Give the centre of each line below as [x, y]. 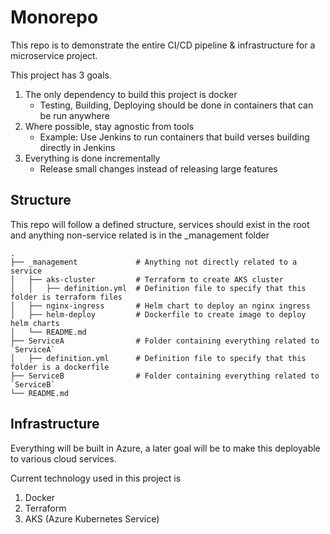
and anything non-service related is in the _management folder [140, 235]
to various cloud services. [63, 458]
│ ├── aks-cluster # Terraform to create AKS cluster [147, 279]
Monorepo [54, 17]
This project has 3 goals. [61, 75]
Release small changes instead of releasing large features [158, 168]
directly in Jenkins [77, 147]
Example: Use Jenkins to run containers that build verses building [174, 137]
